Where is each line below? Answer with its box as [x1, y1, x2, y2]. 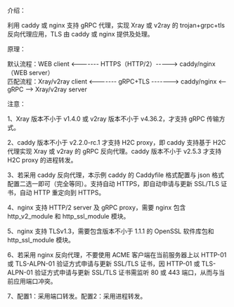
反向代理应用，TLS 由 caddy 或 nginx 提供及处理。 [7, 30, 154, 38]
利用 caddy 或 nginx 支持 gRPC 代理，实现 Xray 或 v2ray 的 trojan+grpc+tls [7, 21, 225, 30]
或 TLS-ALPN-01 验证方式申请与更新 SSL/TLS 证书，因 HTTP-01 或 [7, 259, 200, 268]
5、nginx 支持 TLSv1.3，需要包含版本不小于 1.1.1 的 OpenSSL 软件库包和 [7, 227, 214, 235]
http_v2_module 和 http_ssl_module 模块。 [7, 212, 130, 220]
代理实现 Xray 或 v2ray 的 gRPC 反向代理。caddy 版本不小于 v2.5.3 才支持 [7, 147, 222, 155]
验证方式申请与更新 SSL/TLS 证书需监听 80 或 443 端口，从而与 [34, 268, 219, 276]
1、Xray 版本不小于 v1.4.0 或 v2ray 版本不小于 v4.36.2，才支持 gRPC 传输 [7, 115, 219, 123]
